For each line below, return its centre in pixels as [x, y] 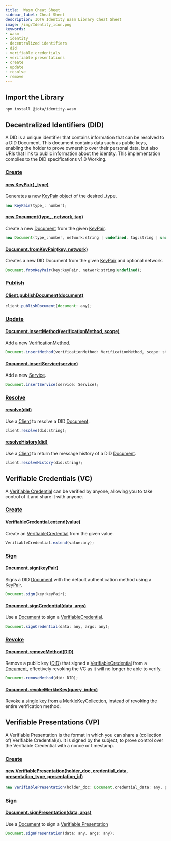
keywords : [16, 29]
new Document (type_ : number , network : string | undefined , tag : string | [82, 238]
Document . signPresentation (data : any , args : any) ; [60, 833]
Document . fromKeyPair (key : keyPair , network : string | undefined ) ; [74, 270]
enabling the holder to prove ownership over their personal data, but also [82, 148]
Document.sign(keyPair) [32, 568]
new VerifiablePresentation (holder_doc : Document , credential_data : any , [84, 787]
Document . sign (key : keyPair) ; [36, 594]
